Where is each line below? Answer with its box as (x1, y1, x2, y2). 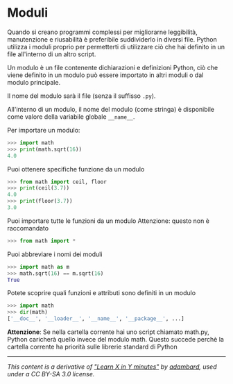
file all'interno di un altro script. (7, 50, 96, 58)
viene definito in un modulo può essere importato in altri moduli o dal (7, 71, 204, 79)
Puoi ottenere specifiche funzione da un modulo (7, 165, 145, 173)
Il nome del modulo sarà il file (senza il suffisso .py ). (7, 92, 156, 100)
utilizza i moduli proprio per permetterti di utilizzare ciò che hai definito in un (7, 42, 225, 51)
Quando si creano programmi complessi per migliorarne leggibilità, (7, 28, 198, 36)
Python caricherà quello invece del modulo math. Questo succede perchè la (7, 335, 224, 344)
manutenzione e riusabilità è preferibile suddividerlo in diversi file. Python (7, 35, 217, 43)
